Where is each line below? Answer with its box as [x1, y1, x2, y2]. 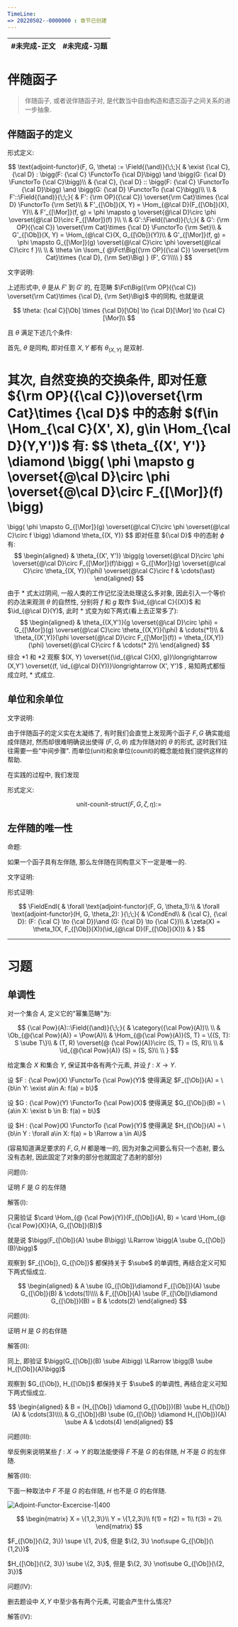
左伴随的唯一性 [7, 822, 73, 834]
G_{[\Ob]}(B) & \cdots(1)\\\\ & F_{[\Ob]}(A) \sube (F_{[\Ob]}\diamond [20, 1289, 218, 1298]
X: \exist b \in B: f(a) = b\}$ [22, 1106, 101, 1115]
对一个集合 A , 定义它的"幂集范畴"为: [7, 1009, 112, 1018]
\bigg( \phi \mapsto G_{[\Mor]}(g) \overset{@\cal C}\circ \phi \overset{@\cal [7, 522, 230, 530]
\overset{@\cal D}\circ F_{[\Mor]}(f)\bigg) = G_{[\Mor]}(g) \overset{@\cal [12, 559, 226, 567]
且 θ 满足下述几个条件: [7, 329, 73, 337]
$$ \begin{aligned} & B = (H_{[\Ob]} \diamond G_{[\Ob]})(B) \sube [8, 1402, 200, 1411]
